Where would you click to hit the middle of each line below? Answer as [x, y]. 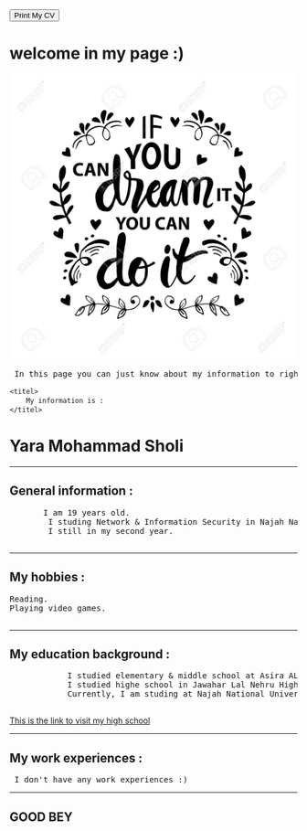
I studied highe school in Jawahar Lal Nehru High [183, 685]
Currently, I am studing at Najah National [166, 694]
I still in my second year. [111, 531]
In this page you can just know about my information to [144, 373]
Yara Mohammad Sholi [97, 446]
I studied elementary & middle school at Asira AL [183, 676]
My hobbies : [47, 577]
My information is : [65, 400]
